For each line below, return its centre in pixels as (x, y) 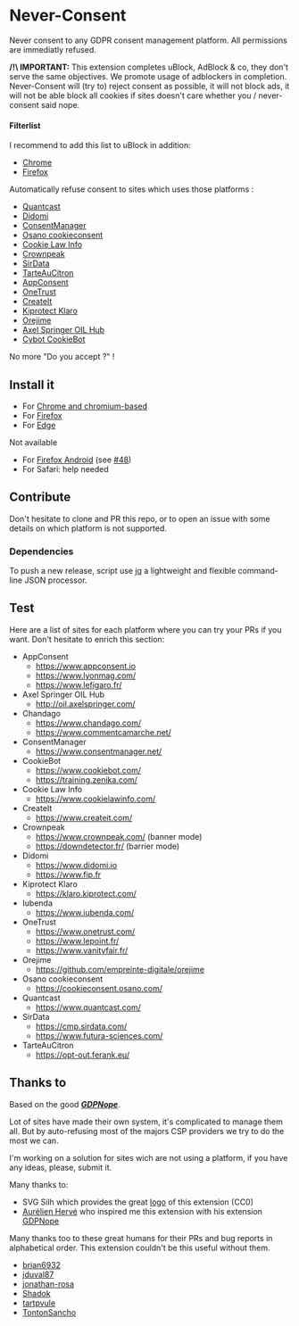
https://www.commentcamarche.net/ (103, 732)
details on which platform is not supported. (88, 528)
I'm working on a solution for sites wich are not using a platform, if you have (149, 1157)
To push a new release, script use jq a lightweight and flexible (123, 571)
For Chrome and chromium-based (85, 406)
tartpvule (39, 1303)
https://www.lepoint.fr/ (77, 941)
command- (258, 571)
